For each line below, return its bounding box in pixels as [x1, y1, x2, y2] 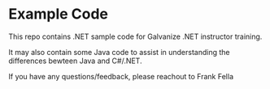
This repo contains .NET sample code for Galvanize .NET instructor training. [8, 32, 263, 41]
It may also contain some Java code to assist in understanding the [8, 47, 230, 57]
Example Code [8, 5, 108, 23]
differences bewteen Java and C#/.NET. [8, 56, 142, 66]
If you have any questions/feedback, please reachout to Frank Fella [8, 71, 234, 81]
